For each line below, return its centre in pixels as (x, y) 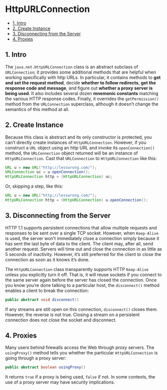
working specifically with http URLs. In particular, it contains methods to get (83, 77)
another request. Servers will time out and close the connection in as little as (84, 249)
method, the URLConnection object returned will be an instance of (72, 153)
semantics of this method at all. (37, 109)
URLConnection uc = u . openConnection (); (48, 172)
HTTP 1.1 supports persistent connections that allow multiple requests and (81, 227)
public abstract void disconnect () (42, 299)
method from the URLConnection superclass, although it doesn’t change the (82, 104)
